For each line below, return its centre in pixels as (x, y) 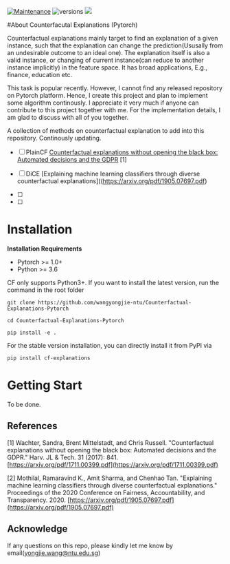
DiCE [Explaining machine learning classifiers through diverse (113, 174)
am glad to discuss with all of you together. (68, 117)
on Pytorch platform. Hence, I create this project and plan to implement (107, 95)
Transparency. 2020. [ (38, 500)
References (32, 426)
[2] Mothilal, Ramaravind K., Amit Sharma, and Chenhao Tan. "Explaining (110, 478)
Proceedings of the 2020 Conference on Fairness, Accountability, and (106, 492)
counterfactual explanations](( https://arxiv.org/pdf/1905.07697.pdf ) (112, 181)
